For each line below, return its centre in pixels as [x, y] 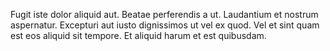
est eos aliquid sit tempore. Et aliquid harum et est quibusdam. [138, 35]
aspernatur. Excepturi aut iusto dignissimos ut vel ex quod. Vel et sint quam [165, 25]
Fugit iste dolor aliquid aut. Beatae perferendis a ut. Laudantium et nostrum [164, 14]
